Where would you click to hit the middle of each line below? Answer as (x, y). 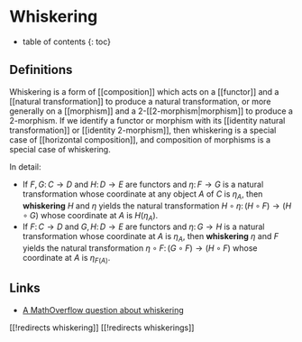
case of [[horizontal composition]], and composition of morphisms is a (140, 139)
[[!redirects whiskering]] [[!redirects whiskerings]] (102, 328)
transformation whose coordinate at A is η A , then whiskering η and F (151, 238)
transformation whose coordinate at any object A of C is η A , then (142, 194)
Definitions (41, 70)
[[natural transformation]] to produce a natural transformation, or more (140, 101)
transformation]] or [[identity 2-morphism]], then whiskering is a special (143, 130)
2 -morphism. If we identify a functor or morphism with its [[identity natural (147, 120)
